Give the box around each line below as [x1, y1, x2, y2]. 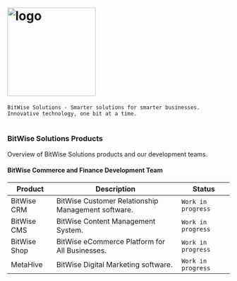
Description [95, 184, 136, 194]
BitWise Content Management [56, 216, 156, 226]
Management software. [56, 205, 133, 214]
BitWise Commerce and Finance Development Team [7, 166, 164, 175]
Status [193, 184, 215, 194]
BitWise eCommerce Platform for [56, 236, 166, 246]
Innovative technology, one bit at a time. [7, 110, 138, 117]
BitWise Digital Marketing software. [56, 259, 173, 269]
